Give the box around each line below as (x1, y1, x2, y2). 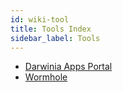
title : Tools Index (10, 24, 92, 34)
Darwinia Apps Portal (24, 61, 113, 73)
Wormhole (24, 71, 68, 83)
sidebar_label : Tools (10, 33, 101, 43)
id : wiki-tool (10, 14, 70, 25)
